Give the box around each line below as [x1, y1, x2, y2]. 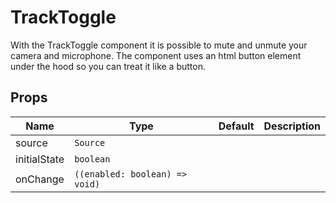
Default [218, 119, 255, 133]
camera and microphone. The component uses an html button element [10, 49, 302, 61]
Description [263, 119, 321, 133]
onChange [15, 172, 65, 186]
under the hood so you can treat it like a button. [10, 60, 206, 72]
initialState [15, 152, 65, 166]
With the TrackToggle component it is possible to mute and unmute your [10, 39, 308, 51]
